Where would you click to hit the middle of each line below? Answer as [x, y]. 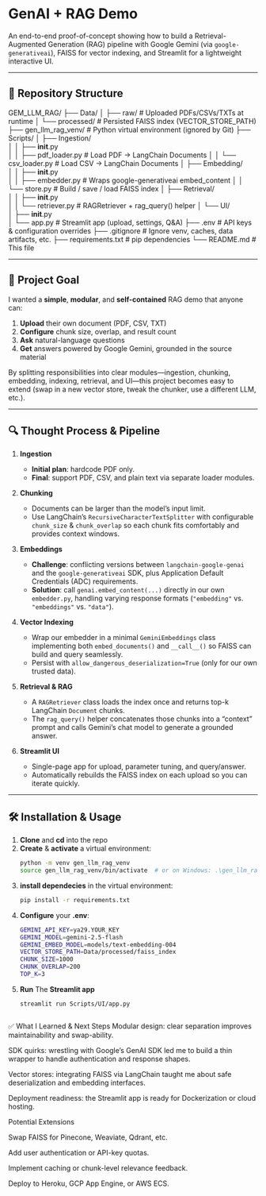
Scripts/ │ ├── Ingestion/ [50, 138]
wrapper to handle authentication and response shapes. [99, 1059]
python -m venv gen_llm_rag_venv [75, 863]
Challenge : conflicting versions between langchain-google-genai [138, 565]
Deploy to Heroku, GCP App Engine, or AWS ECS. [89, 1183]
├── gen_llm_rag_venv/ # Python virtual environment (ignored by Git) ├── [129, 129]
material [33, 357]
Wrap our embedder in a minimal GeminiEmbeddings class [123, 638]
